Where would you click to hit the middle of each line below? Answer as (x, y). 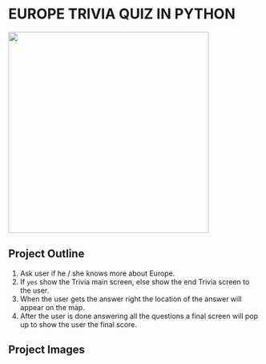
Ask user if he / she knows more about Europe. (97, 273)
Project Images (47, 350)
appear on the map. (52, 307)
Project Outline (46, 254)
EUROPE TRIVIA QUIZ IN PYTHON (122, 14)
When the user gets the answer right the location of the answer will (131, 299)
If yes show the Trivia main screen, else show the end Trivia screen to (135, 281)
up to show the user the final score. (79, 324)
